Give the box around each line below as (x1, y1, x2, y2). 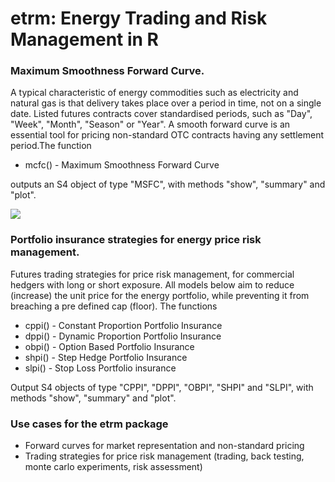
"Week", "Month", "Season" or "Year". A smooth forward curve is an (10, 118, 291, 131)
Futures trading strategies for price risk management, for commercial (10, 268, 295, 280)
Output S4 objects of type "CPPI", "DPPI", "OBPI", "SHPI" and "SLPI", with (10, 381, 314, 393)
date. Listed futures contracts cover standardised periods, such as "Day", (10, 108, 313, 120)
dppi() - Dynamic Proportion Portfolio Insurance (24, 330, 222, 342)
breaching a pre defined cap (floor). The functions (10, 300, 218, 312)
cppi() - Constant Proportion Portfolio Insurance (24, 319, 223, 331)
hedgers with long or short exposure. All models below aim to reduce (10, 278, 295, 291)
